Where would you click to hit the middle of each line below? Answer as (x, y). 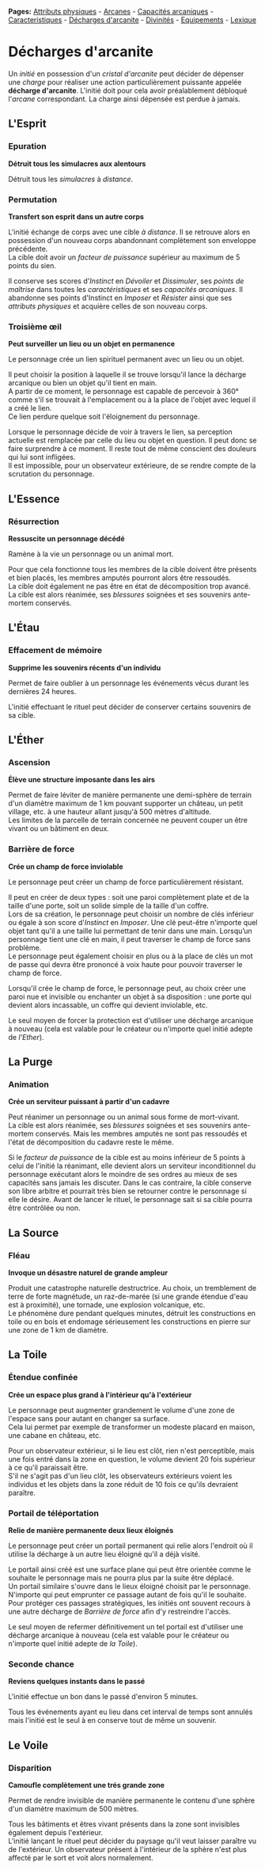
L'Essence (34, 499)
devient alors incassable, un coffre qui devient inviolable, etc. (108, 1005)
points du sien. (32, 265)
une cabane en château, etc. (55, 1435)
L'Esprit (27, 124)
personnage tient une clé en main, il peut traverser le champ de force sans (129, 939)
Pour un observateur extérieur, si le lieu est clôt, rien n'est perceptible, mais (131, 1451)
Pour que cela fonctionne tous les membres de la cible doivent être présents (132, 569)
